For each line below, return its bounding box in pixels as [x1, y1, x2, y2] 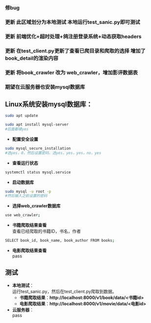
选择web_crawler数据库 [12, 203, 61, 209]
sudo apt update [5, 114, 38, 118]
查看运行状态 [12, 160, 38, 166]
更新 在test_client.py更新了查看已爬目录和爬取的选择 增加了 [5, 47, 146, 54]
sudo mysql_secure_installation [5, 146, 71, 151]
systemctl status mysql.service [5, 170, 71, 175]
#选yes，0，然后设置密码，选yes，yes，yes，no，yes [5, 150, 102, 155]
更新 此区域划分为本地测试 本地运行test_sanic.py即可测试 [5, 19, 140, 25]
